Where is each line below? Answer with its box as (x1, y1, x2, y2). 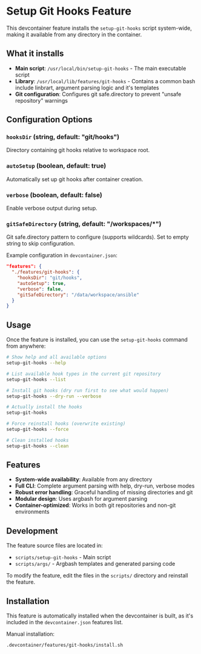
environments (15, 508, 50, 515)
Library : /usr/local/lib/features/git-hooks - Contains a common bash (15, 77, 196, 84)
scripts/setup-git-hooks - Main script (15, 554, 111, 561)
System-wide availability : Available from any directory (15, 476, 153, 483)
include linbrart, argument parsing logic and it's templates (15, 84, 159, 91)
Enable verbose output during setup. (6, 205, 98, 212)
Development (6, 526, 59, 536)
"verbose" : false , (17, 286, 64, 292)
